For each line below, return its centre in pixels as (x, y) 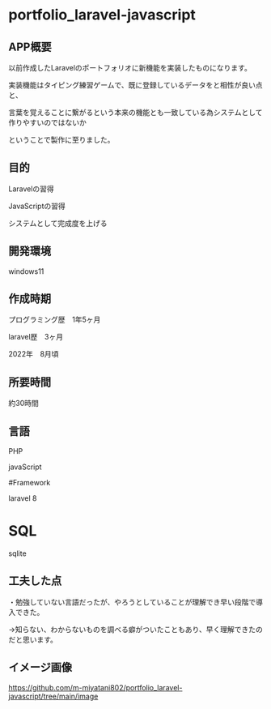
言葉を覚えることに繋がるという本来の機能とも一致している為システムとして (135, 112)
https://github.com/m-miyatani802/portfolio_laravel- (95, 687)
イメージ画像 (40, 667)
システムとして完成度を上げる (58, 223)
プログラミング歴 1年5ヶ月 (55, 320)
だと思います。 (33, 639)
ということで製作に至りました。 (61, 140)
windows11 (26, 271)
